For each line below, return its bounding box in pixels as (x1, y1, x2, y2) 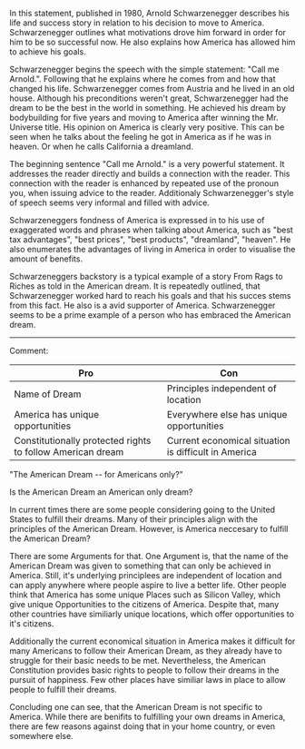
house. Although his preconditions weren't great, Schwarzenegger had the (9, 93, 289, 103)
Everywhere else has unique (166, 409, 288, 420)
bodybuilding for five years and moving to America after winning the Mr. (9, 113, 279, 123)
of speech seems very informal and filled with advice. (9, 197, 211, 208)
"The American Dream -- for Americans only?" (9, 469, 183, 479)
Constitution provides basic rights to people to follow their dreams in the (9, 665, 280, 675)
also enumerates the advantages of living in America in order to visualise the (9, 244, 296, 254)
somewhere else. (9, 731, 74, 741)
